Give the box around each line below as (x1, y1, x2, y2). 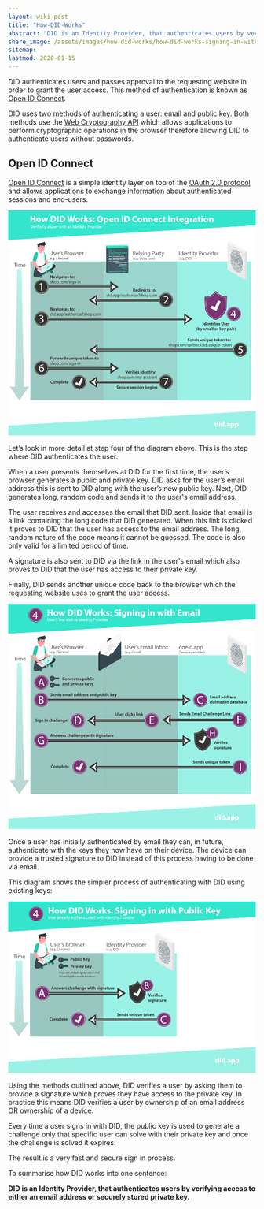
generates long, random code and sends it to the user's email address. (8, 492, 237, 501)
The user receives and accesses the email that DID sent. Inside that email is (8, 507, 253, 516)
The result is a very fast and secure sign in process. (8, 1153, 176, 1162)
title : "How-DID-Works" (8, 20, 86, 29)
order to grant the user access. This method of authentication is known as (8, 85, 247, 95)
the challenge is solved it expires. (8, 1138, 116, 1148)
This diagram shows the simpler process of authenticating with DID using (8, 877, 245, 887)
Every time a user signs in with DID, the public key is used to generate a (8, 1122, 240, 1131)
